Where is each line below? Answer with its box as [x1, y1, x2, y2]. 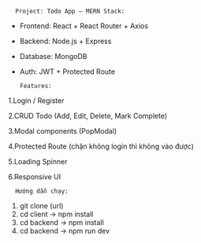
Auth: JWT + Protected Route [19, 67, 116, 76]
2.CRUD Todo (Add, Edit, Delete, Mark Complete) [8, 111, 168, 120]
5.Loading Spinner [8, 157, 68, 166]
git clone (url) [19, 201, 64, 210]
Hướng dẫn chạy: [15, 187, 69, 195]
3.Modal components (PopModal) [8, 127, 117, 135]
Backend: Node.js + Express [19, 36, 112, 46]
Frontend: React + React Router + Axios [19, 21, 148, 31]
